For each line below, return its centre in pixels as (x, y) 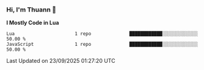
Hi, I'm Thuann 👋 (31, 10)
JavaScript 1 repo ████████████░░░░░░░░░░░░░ (102, 45)
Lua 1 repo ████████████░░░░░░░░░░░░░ (102, 34)
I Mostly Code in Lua (33, 23)
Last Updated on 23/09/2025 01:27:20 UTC (61, 61)
